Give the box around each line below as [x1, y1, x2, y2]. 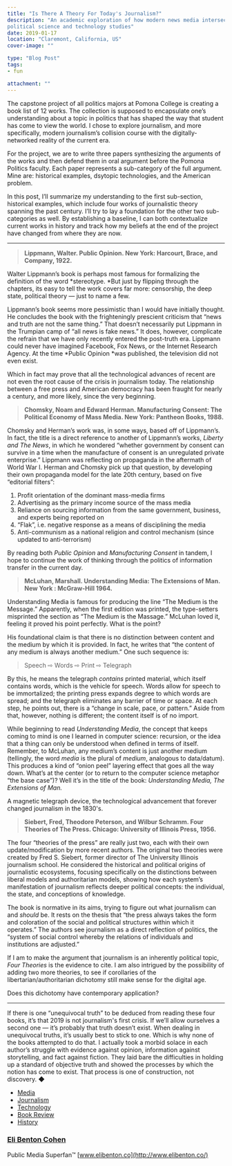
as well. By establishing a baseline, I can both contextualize [39, 214, 209, 222]
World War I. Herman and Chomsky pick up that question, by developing [7, 463, 213, 471]
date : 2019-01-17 [7, 29, 57, 37]
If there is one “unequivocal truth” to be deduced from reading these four [7, 1008, 215, 1017]
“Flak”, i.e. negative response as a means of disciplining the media [17, 520, 206, 529]
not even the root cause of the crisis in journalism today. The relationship [7, 377, 215, 385]
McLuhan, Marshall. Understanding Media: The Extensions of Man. [23, 576, 221, 585]
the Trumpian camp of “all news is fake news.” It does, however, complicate [7, 327, 222, 336]
